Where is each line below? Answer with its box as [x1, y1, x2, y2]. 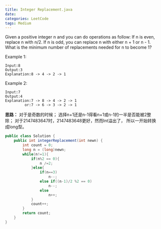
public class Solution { [5, 134, 55, 139]
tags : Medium [5, 20, 32, 26]
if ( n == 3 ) [39, 170, 57, 175]
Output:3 [5, 68, 23, 73]
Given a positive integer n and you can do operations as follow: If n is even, [5, 34, 155, 40]
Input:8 [5, 63, 21, 68]
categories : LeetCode [5, 16, 49, 21]
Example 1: [5, 54, 27, 60]
